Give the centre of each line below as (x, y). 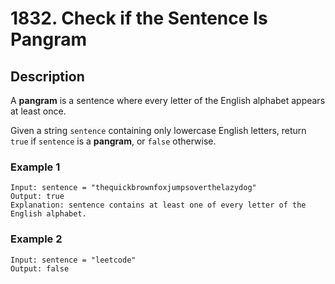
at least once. (38, 111)
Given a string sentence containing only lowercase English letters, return (158, 130)
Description (47, 76)
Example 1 (35, 167)
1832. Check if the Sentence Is (139, 18)
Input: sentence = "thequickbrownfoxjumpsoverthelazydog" (133, 188)
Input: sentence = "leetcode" (73, 260)
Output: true (37, 197)
